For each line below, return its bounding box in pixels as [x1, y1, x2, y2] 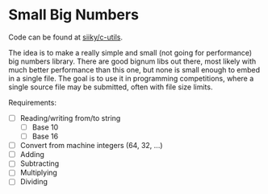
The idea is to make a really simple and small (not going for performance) [8, 47, 253, 57]
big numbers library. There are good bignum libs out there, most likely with [8, 56, 257, 66]
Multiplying [19, 167, 58, 178]
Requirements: [8, 97, 57, 107]
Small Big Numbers [8, 6, 140, 24]
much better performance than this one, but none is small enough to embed [8, 64, 261, 74]
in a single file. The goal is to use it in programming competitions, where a [8, 73, 254, 83]
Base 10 [31, 122, 59, 132]
